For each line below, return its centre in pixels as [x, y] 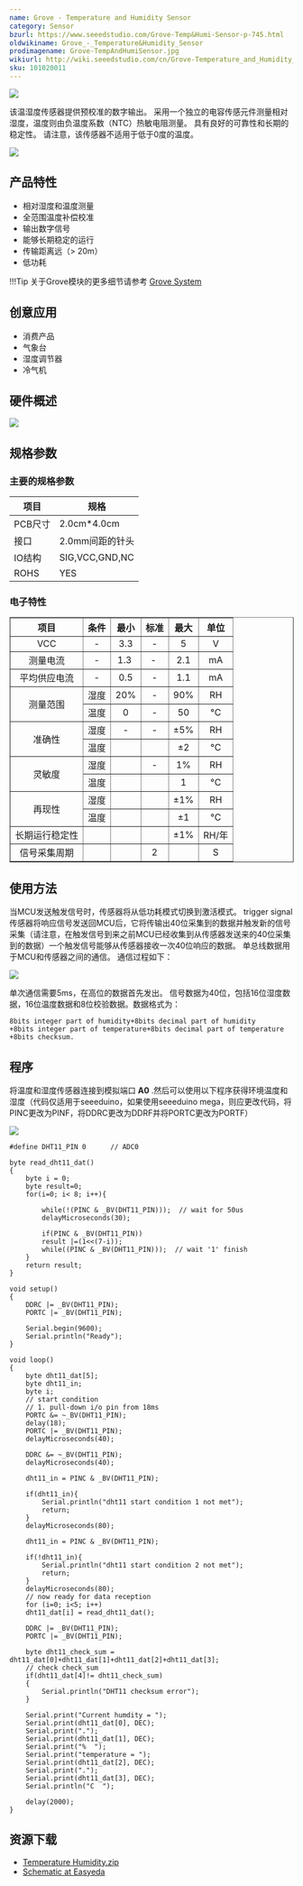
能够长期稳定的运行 [58, 239]
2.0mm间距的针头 [97, 541]
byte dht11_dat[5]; [62, 1375]
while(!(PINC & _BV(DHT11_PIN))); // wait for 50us [143, 1210]
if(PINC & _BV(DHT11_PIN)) [92, 1233]
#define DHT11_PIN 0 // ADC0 [74, 1146]
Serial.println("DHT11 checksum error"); [121, 1691]
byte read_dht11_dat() [52, 1163]
